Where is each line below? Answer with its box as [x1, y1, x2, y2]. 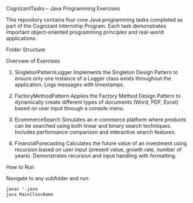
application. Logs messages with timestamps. [14, 81, 125, 88]
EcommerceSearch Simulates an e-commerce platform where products [14, 116, 187, 123]
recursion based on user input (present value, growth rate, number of [14, 146, 182, 153]
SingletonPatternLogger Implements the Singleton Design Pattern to [14, 69, 178, 75]
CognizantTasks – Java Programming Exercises [6, 5, 120, 12]
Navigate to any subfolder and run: [6, 175, 90, 181]
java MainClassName [6, 191, 54, 197]
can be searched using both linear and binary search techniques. [14, 123, 172, 129]
